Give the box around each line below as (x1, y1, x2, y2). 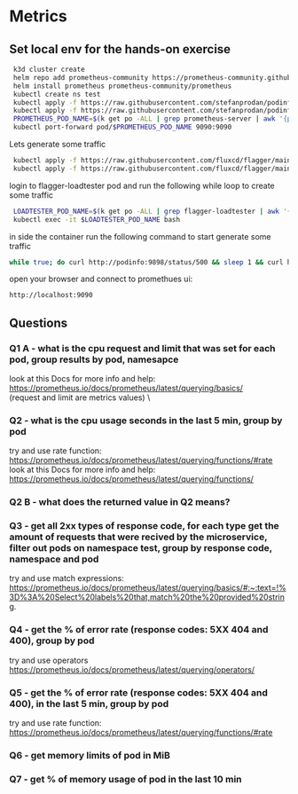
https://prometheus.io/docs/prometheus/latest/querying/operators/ (9, 664, 255, 675)
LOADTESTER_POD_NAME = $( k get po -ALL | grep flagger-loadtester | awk (12, 207, 279, 216)
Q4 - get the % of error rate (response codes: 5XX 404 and (9, 624, 269, 636)
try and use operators (9, 655, 89, 665)
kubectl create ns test (12, 90, 101, 98)
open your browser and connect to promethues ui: (9, 273, 193, 285)
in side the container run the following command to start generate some (9, 231, 271, 241)
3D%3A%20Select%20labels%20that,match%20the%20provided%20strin (9, 592, 286, 602)
